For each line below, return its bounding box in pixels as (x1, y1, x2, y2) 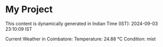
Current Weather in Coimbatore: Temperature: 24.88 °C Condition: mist (5, 36, 156, 42)
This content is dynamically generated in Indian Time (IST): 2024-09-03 (5, 20, 158, 27)
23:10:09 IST (5, 26, 32, 32)
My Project (5, 4, 53, 15)
